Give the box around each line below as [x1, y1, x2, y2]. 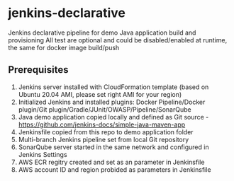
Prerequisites [8, 64, 69, 76]
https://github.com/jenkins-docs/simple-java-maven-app [18, 120, 186, 129]
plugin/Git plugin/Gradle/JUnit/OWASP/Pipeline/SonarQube [18, 105, 191, 114]
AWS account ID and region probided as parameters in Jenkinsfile [18, 165, 211, 174]
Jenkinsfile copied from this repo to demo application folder [18, 127, 194, 136]
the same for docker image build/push [8, 43, 120, 52]
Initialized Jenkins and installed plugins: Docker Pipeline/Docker [18, 98, 206, 106]
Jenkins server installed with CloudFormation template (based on [18, 83, 209, 91]
